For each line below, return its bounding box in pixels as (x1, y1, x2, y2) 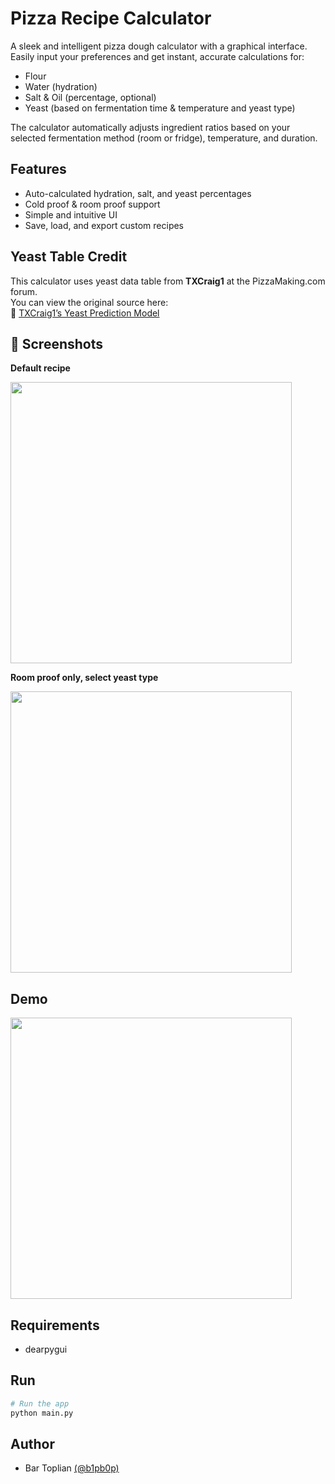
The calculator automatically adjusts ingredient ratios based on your (10, 121, 291, 133)
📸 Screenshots (10, 335, 104, 352)
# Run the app (10, 1398, 70, 1409)
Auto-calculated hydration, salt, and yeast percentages (24, 187, 252, 199)
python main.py (10, 1408, 74, 1418)
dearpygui (24, 1343, 68, 1355)
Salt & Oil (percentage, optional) (24, 91, 157, 103)
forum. (10, 285, 38, 297)
